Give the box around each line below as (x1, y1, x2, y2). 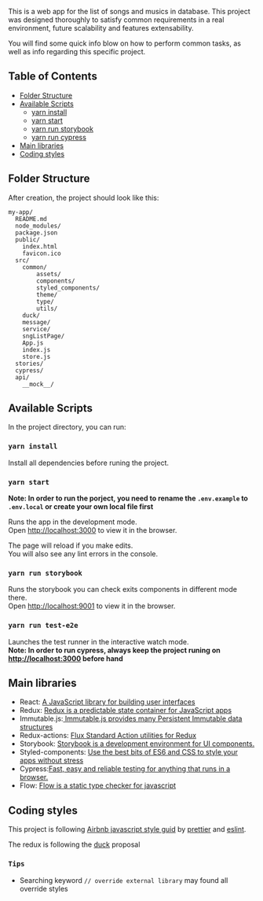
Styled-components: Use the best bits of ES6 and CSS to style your (19, 748, 238, 757)
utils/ (36, 305, 58, 312)
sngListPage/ (22, 332, 65, 340)
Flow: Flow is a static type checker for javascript (19, 781, 177, 790)
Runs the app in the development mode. (8, 517, 137, 526)
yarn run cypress (31, 132, 86, 142)
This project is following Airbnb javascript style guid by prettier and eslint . (8, 825, 247, 834)
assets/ (36, 270, 61, 278)
